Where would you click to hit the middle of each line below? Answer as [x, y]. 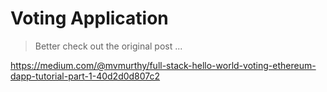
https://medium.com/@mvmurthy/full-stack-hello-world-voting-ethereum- [163, 65]
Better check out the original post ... [108, 46]
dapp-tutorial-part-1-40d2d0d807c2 [85, 76]
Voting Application [89, 18]
